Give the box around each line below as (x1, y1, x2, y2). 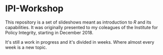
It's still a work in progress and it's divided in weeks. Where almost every (5, 39, 155, 45)
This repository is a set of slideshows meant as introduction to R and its (5, 19, 152, 25)
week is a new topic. (5, 44, 47, 50)
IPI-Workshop (5, 3, 64, 14)
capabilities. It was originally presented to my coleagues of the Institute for (5, 24, 158, 30)
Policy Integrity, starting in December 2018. (5, 29, 93, 35)
